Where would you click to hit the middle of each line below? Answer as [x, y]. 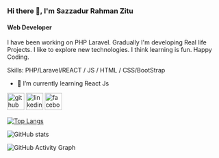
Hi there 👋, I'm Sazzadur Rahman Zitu [70, 11]
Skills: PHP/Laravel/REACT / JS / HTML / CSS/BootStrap [86, 70]
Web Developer [30, 27]
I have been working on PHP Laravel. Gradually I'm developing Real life [107, 42]
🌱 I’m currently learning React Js [63, 83]
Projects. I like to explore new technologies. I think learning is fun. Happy [109, 50]
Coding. [18, 57]
